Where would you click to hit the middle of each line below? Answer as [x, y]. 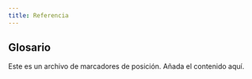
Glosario [30, 48]
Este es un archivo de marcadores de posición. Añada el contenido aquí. [126, 66]
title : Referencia [38, 15]
